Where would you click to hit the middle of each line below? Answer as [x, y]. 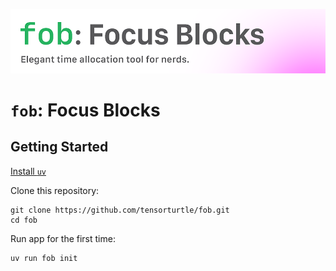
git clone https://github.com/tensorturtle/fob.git [120, 210]
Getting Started [59, 147]
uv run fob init [44, 258]
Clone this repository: [55, 190]
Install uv [28, 171]
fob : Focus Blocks [85, 110]
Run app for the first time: [63, 238]
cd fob [24, 220]
